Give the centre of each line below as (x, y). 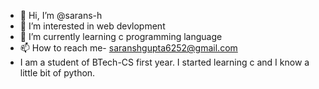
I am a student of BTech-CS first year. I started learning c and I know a (164, 62)
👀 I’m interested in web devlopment (92, 26)
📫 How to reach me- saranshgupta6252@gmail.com (128, 48)
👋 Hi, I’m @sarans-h (61, 15)
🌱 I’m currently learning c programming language (121, 36)
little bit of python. (57, 73)
